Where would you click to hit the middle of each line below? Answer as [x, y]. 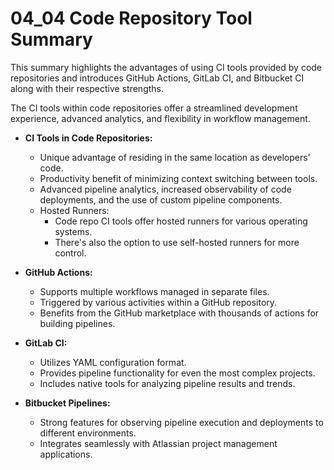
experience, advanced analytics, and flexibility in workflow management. [160, 118]
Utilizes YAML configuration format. [113, 362]
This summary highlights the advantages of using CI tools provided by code [166, 67]
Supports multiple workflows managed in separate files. [154, 291]
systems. [73, 231]
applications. [66, 454]
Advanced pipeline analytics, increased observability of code [165, 189]
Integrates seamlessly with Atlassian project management [158, 443]
